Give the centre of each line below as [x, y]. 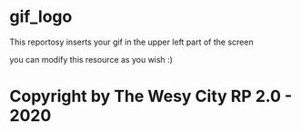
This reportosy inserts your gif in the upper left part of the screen [131, 42]
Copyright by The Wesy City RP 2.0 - [151, 96]
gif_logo [41, 17]
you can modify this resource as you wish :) [91, 59]
